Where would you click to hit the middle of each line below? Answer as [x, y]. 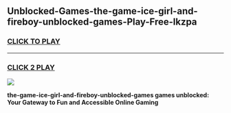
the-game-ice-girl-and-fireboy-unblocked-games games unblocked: [108, 95]
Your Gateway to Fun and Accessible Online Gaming [83, 102]
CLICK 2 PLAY [31, 67]
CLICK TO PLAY [34, 42]
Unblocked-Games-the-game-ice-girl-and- [102, 11]
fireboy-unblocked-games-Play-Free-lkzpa [102, 22]
